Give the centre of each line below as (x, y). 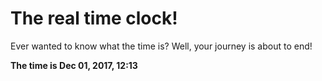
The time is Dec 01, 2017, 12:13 (74, 65)
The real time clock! (94, 18)
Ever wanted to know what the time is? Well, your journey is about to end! (161, 46)
